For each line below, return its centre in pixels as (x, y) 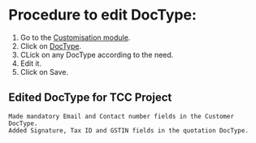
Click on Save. (44, 71)
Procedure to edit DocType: (103, 15)
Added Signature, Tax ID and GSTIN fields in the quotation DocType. (129, 130)
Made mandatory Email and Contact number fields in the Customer (121, 116)
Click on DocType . (51, 45)
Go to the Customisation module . (75, 37)
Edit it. (31, 63)
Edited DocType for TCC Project (90, 98)
